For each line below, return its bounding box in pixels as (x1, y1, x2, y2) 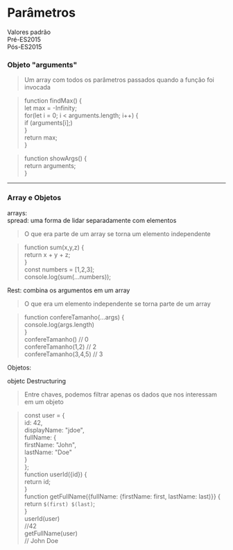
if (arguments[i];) (24, 119, 73, 127)
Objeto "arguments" (7, 60, 78, 69)
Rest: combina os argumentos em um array (7, 286, 130, 294)
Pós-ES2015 (7, 42, 42, 51)
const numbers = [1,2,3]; (24, 265, 95, 274)
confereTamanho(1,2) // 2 (24, 342, 97, 351)
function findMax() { (24, 97, 82, 105)
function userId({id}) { (24, 470, 87, 478)
